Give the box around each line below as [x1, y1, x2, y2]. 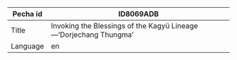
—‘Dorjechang [50, 30, 99, 40]
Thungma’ [99, 30, 134, 40]
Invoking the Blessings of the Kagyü [50, 21, 170, 30]
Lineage [171, 21, 199, 30]
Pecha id [12, 9, 43, 18]
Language [11, 42, 44, 51]
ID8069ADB [118, 9, 159, 18]
